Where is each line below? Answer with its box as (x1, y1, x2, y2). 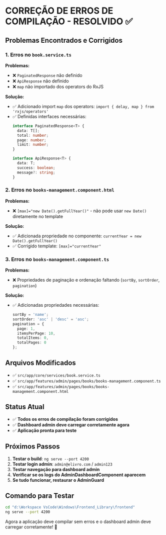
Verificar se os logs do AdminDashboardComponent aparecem (12, 472, 146, 478)
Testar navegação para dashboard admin (12, 466, 100, 472)
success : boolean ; (17, 165, 55, 170)
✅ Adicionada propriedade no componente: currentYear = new (12, 233, 141, 239)
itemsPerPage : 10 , (17, 331, 55, 336)
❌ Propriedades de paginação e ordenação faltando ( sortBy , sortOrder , (12, 277, 160, 283)
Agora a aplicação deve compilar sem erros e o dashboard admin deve (5, 518, 151, 525)
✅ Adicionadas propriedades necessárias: (12, 302, 99, 308)
